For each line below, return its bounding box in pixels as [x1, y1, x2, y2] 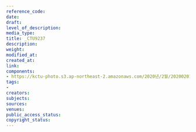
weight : [6, 47, 25, 53]
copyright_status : [6, 117, 51, 123]
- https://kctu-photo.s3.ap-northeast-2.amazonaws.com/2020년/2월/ [6, 74, 171, 79]
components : [6, 68, 35, 74]
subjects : [6, 95, 30, 101]
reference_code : [6, 8, 45, 15]
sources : [6, 100, 27, 107]
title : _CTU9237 [6, 36, 45, 41]
